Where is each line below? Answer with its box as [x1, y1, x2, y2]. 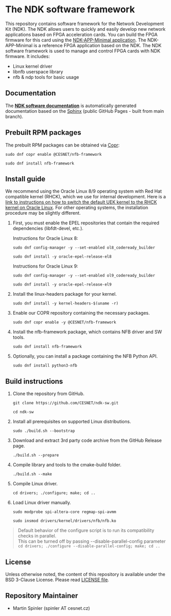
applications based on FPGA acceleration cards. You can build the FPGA [5, 31, 158, 37]
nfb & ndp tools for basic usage [12, 74, 79, 80]
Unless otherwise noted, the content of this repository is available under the [5, 571, 165, 577]
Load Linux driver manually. [12, 500, 72, 506]
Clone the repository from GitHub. [12, 391, 84, 397]
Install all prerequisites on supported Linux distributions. [12, 419, 132, 425]
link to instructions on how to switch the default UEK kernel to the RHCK [5, 199, 157, 206]
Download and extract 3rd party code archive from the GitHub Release [12, 437, 162, 444]
